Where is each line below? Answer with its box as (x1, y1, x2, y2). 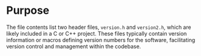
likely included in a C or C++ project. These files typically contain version (6, 30, 187, 37)
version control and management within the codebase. (6, 43, 141, 50)
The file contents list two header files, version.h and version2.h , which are (6, 23, 191, 31)
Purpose (6, 4, 50, 17)
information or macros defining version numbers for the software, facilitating (6, 36, 196, 43)
